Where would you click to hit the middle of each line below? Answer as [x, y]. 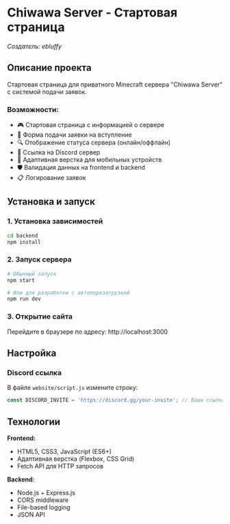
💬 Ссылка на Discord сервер [59, 152]
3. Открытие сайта [40, 317]
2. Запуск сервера [39, 260]
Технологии [34, 421]
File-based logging [43, 507]
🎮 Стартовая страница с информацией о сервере [90, 125]
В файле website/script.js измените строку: [73, 388]
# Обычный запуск [32, 274]
